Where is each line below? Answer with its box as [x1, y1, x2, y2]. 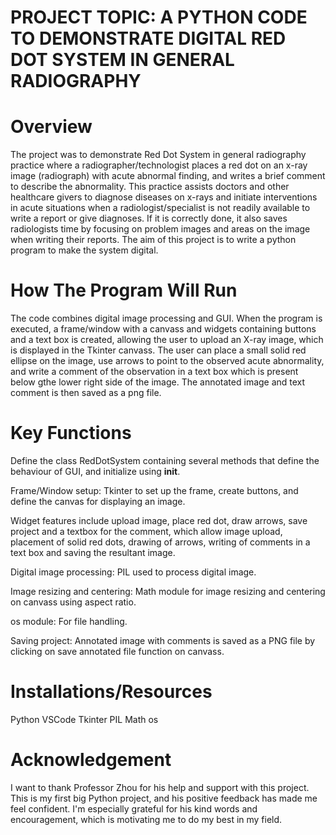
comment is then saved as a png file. [10, 387, 162, 399]
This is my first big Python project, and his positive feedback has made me [10, 792, 318, 804]
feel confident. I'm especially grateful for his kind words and [10, 802, 258, 815]
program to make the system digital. [10, 244, 159, 256]
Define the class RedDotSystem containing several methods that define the [10, 455, 320, 466]
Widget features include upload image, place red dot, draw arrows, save [10, 515, 308, 526]
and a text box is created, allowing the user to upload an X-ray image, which [10, 334, 324, 346]
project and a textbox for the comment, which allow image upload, [10, 526, 283, 537]
